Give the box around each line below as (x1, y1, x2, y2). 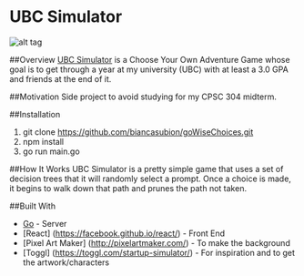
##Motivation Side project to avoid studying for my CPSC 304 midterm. (9, 91, 278, 102)
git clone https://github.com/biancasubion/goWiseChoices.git (22, 126, 254, 138)
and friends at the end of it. (9, 73, 112, 84)
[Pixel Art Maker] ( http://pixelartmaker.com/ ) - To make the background (22, 237, 291, 248)
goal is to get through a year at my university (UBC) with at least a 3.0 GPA (9, 64, 289, 75)
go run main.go (22, 146, 80, 157)
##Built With (9, 200, 56, 211)
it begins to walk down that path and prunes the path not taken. (9, 182, 248, 193)
